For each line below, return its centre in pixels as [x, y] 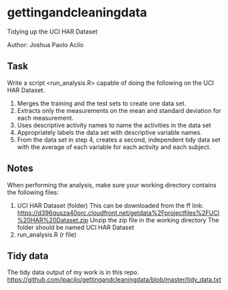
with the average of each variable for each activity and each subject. [114, 147]
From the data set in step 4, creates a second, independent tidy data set [118, 140]
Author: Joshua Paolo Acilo [46, 44]
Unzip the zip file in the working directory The [154, 220]
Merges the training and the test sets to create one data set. [101, 103]
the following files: [33, 192]
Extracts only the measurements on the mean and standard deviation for [119, 110]
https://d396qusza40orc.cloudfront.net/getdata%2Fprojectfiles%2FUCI [118, 213]
